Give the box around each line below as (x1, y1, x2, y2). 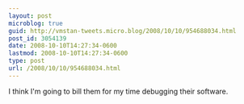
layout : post (8, 11, 53, 20)
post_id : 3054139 (8, 34, 67, 43)
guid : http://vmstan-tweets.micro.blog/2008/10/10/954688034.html (8, 27, 237, 35)
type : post (8, 57, 45, 65)
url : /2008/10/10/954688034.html (8, 64, 121, 73)
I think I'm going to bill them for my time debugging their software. (8, 86, 229, 96)
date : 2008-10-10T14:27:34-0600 (8, 42, 117, 50)
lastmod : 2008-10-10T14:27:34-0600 (8, 49, 128, 57)
